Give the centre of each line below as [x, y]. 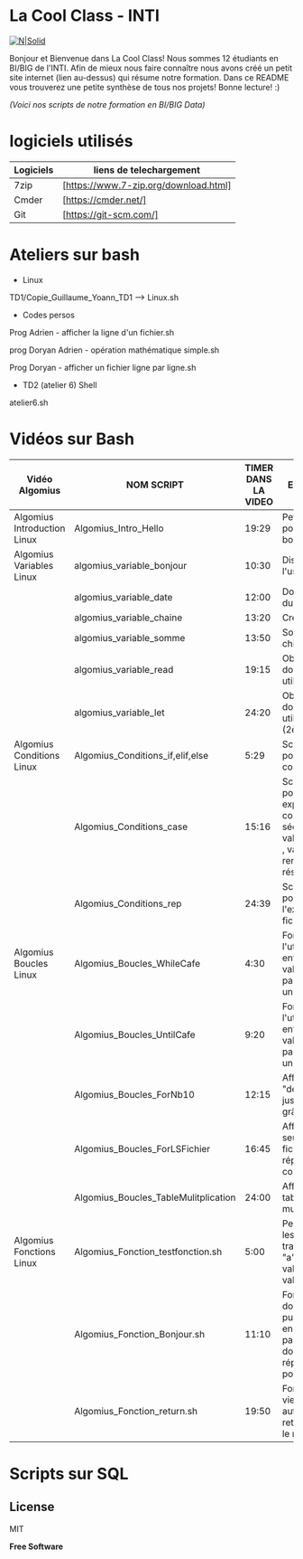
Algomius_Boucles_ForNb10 [134, 1094]
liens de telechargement [147, 170]
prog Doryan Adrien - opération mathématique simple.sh [115, 350]
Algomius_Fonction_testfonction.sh [148, 1252]
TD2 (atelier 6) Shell [60, 384]
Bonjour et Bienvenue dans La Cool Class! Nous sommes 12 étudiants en [144, 58]
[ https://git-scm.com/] [110, 214]
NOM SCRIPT [155, 485]
